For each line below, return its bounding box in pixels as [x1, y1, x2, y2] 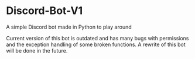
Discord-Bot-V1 [6, 4, 83, 18]
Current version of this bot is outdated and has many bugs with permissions [6, 34, 189, 41]
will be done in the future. [6, 47, 68, 54]
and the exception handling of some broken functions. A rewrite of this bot [6, 41, 186, 48]
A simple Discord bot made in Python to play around [6, 23, 132, 30]
